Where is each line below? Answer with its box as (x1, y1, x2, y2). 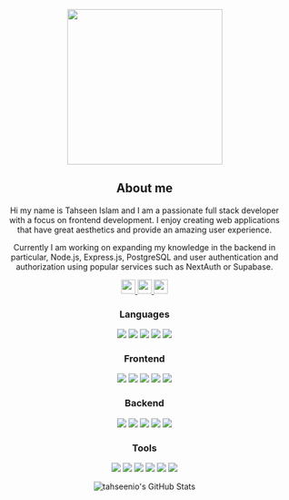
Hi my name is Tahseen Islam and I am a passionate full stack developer (9, 205, 280, 216)
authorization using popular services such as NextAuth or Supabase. (15, 260, 274, 272)
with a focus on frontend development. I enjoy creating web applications (8, 214, 280, 225)
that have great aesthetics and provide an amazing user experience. (17, 224, 272, 235)
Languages (118, 308, 171, 321)
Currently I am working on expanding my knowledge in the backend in (13, 241, 276, 252)
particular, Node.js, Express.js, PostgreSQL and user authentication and (10, 251, 279, 262)
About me (115, 180, 174, 196)
